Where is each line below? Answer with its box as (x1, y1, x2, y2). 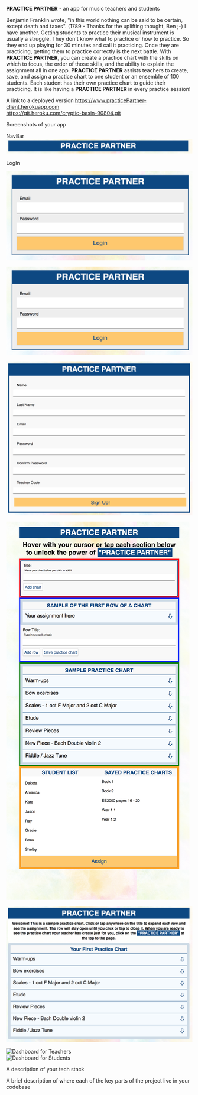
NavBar (6, 132, 25, 139)
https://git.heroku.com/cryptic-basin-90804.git (6, 109, 121, 116)
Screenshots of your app (6, 121, 67, 128)
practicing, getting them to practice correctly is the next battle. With (6, 48, 171, 55)
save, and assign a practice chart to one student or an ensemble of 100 (6, 73, 180, 80)
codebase (6, 1084, 31, 1091)
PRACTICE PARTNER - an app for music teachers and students (6, 5, 160, 12)
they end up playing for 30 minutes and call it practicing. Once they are (6, 41, 179, 48)
